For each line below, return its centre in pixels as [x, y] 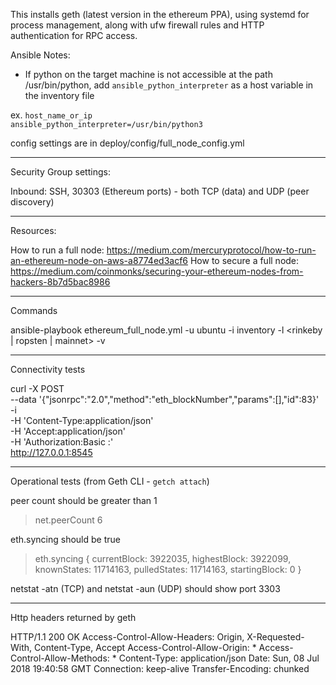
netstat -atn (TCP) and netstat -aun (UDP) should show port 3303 [145, 588]
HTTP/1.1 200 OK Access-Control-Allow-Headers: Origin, [127, 637]
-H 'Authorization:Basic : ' [62, 442]
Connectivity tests [48, 369]
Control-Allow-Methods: [60, 658]
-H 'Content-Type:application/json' [82, 420]
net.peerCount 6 [68, 520]
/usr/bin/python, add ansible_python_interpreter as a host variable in [169, 85]
